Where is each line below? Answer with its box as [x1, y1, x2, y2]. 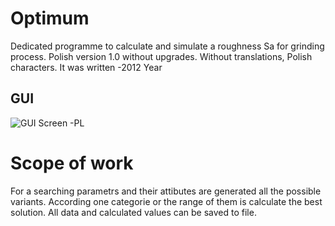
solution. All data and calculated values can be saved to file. [10, 206, 257, 218]
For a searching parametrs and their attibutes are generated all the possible [10, 185, 322, 197]
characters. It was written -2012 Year [10, 61, 163, 73]
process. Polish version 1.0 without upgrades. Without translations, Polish [10, 50, 313, 62]
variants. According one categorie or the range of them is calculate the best [10, 195, 323, 207]
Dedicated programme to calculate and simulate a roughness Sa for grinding [10, 40, 325, 52]
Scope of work [10, 152, 134, 174]
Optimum [10, 7, 90, 30]
